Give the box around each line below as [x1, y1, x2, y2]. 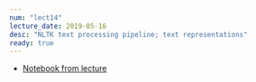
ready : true [9, 38, 54, 48]
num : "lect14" [9, 13, 63, 23]
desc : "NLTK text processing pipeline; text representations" [9, 30, 248, 39]
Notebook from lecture [22, 63, 107, 74]
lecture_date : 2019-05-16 [9, 22, 106, 31]
